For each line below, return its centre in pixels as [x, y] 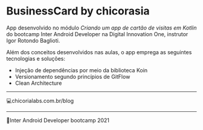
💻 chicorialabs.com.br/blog [40, 101]
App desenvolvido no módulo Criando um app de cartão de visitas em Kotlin [101, 28]
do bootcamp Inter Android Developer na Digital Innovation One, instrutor [97, 34]
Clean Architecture [38, 83]
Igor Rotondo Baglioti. [33, 40]
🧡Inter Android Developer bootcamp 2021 [58, 120]
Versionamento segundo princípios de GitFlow [72, 76]
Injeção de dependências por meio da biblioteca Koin [81, 70]
